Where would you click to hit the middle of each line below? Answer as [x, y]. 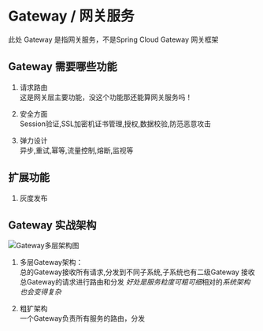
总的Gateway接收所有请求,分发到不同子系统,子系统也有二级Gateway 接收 [137, 272]
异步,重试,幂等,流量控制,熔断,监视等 [76, 150]
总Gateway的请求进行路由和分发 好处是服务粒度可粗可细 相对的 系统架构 [135, 282]
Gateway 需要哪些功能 [63, 67]
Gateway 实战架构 [52, 225]
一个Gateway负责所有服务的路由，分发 [82, 318]
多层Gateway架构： [51, 262]
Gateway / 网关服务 [72, 16]
